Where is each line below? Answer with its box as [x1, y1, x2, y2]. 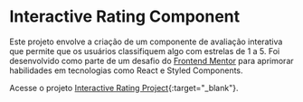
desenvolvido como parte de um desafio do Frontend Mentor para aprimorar [9, 55, 294, 66]
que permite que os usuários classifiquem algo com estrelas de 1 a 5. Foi [9, 45, 280, 56]
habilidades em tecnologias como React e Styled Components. [9, 65, 243, 76]
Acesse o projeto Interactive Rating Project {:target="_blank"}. [9, 82, 239, 93]
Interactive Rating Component [9, 6, 241, 27]
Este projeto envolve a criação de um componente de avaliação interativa [9, 36, 283, 47]
